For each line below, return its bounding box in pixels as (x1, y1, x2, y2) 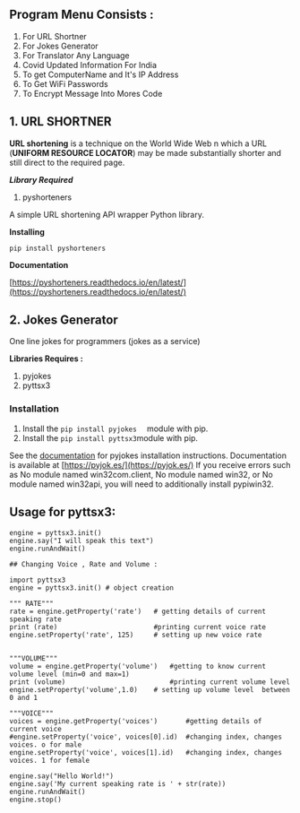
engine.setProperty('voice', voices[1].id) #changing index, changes (9, 748, 282, 757)
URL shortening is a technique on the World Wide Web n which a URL (9, 138, 267, 149)
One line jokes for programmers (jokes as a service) (9, 336, 201, 347)
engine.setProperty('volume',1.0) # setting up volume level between (9, 685, 291, 694)
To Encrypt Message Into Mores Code (21, 88, 163, 99)
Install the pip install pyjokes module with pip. (21, 423, 209, 434)
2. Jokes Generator (9, 313, 118, 328)
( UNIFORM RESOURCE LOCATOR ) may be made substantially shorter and (9, 147, 282, 158)
